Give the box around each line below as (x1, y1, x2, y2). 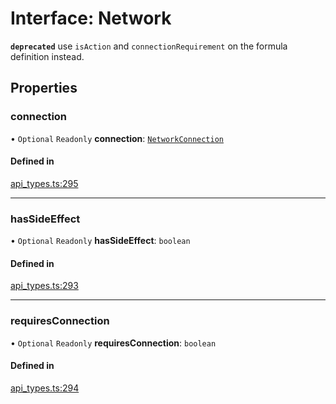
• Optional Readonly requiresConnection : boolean (10, 337, 217, 349)
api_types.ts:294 (10, 382, 80, 394)
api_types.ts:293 (10, 280, 79, 292)
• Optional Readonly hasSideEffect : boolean (10, 235, 191, 247)
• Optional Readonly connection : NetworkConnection (10, 132, 224, 144)
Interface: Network (10, 7, 172, 30)
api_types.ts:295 (10, 177, 79, 189)
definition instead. (10, 50, 85, 62)
